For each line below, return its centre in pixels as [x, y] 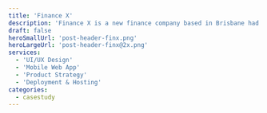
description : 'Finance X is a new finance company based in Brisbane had [134, 23]
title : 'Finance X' [41, 16]
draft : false [30, 30]
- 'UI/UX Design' [44, 60]
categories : [28, 90]
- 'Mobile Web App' [48, 68]
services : [25, 53]
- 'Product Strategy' [52, 75]
